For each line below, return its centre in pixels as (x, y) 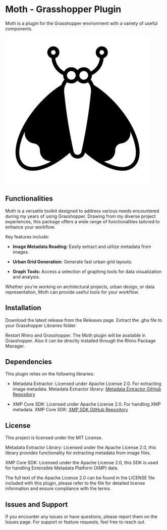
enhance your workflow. (30, 227)
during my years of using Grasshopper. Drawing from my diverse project (80, 216)
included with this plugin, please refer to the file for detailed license (75, 483)
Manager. (15, 346)
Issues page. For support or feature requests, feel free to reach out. (75, 522)
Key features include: (27, 236)
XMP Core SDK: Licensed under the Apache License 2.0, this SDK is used (82, 463)
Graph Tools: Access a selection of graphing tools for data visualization (87, 271)
